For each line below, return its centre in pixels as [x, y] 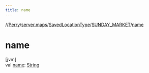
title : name [18, 10]
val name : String [22, 65]
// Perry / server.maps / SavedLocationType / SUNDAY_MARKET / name [74, 25]
